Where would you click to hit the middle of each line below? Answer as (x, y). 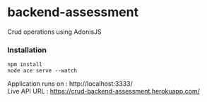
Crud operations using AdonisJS (55, 32)
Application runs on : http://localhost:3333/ (70, 84)
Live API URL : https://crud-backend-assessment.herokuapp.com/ (103, 91)
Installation (27, 50)
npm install (25, 65)
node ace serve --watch (42, 71)
